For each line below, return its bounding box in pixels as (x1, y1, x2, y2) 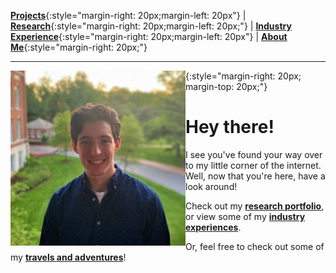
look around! (185, 180, 238, 192)
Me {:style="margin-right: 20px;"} (10, 41, 148, 53)
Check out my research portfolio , (185, 200, 325, 212)
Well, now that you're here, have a (185, 170, 326, 182)
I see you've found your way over (185, 148, 323, 160)
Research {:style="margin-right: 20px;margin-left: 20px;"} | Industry (10, 20, 292, 32)
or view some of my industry (185, 210, 306, 222)
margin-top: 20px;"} (185, 81, 268, 92)
